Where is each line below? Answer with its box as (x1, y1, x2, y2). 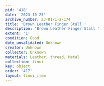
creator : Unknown (5, 45, 42, 50)
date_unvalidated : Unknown (5, 40, 62, 46)
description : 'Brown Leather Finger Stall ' (5, 26, 100, 31)
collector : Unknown (5, 50, 46, 55)
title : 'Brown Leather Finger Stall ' (5, 21, 86, 27)
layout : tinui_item (5, 73, 46, 78)
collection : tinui (5, 59, 44, 64)
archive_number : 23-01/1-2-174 (5, 17, 71, 22)
